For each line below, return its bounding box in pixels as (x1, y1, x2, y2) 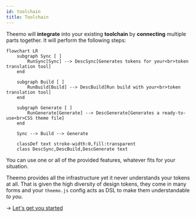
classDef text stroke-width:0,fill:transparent (17, 141, 136, 147)
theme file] (35, 115, 65, 121)
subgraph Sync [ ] (17, 53, 62, 59)
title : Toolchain (6, 14, 49, 20)
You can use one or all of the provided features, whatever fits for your (6, 156, 176, 163)
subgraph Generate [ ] (17, 104, 73, 111)
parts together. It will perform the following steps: (6, 37, 126, 44)
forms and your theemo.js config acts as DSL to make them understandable (6, 186, 190, 193)
